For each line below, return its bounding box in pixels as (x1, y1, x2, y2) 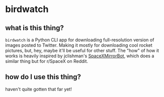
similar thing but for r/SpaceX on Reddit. (5, 58, 89, 64)
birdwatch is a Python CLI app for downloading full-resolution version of (5, 37, 154, 43)
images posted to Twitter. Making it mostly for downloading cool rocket (5, 42, 152, 48)
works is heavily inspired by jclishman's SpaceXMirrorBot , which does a (5, 53, 154, 59)
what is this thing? (5, 24, 64, 32)
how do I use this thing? (5, 73, 81, 81)
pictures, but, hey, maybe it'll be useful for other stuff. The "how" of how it (5, 48, 159, 53)
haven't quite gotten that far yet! (5, 86, 72, 92)
